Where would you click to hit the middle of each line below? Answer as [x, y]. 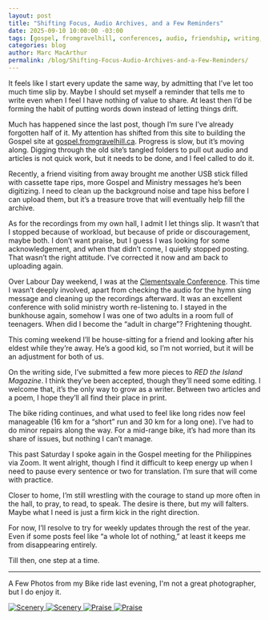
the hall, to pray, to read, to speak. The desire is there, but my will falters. [128, 503]
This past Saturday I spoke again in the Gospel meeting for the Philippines [130, 454]
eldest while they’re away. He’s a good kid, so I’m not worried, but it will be [131, 348]
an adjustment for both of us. [56, 356]
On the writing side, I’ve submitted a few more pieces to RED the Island [125, 372]
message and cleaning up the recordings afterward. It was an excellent [125, 298]
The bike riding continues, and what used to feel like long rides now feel [127, 413]
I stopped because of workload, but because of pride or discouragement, [129, 231]
